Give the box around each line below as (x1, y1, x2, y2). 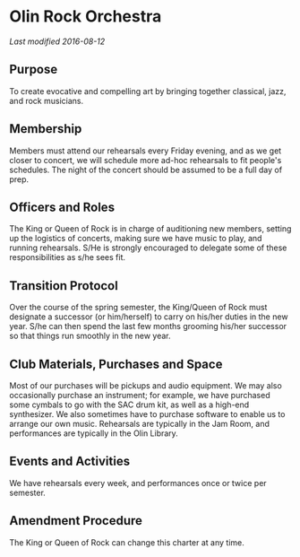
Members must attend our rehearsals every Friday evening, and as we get (9, 145, 282, 156)
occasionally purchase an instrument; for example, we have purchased (9, 390, 270, 400)
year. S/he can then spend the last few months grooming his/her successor (9, 321, 287, 332)
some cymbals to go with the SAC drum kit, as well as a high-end (9, 399, 250, 410)
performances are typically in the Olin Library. (9, 428, 179, 439)
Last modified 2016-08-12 (9, 36, 106, 47)
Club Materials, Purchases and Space (9, 356, 223, 371)
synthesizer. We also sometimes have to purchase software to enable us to (9, 409, 286, 419)
